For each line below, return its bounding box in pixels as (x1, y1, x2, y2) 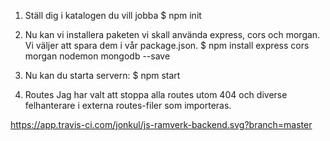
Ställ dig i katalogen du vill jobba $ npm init (24, 10, 202, 21)
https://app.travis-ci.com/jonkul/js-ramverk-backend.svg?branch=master (10, 119, 313, 130)
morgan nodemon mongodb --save (24, 50, 171, 62)
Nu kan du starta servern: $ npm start (24, 70, 181, 81)
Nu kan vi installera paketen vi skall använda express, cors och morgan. (24, 29, 321, 40)
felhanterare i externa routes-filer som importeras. (24, 100, 232, 111)
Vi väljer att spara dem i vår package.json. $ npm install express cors (24, 40, 310, 51)
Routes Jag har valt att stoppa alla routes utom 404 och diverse (24, 89, 288, 100)
